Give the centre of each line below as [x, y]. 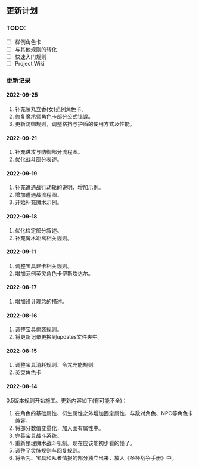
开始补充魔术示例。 [38, 202]
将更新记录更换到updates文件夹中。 [59, 337]
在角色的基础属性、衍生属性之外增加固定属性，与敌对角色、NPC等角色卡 [104, 413]
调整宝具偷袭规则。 [38, 329]
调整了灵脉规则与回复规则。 [49, 450]
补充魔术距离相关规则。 [43, 238]
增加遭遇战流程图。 [38, 195]
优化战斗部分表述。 [38, 159]
